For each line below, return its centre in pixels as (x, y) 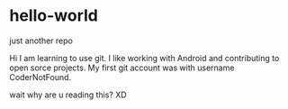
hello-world (54, 16)
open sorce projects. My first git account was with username (122, 68)
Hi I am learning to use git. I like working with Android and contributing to (144, 58)
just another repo (41, 41)
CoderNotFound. (40, 77)
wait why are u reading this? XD (68, 95)
